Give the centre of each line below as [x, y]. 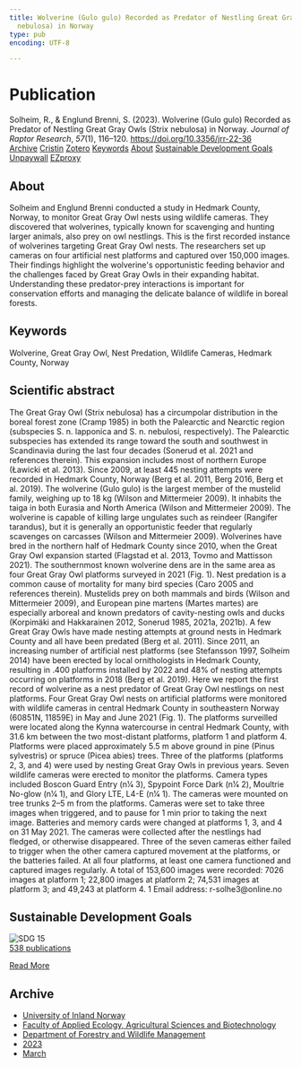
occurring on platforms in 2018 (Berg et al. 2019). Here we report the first [144, 679]
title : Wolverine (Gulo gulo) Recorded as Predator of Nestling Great [144, 17]
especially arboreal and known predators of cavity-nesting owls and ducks [147, 612]
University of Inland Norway [74, 1016]
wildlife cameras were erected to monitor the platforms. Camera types [139, 774]
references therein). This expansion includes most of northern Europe [138, 459]
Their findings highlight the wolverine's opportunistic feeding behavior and [147, 265]
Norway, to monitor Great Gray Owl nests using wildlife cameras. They [139, 217]
